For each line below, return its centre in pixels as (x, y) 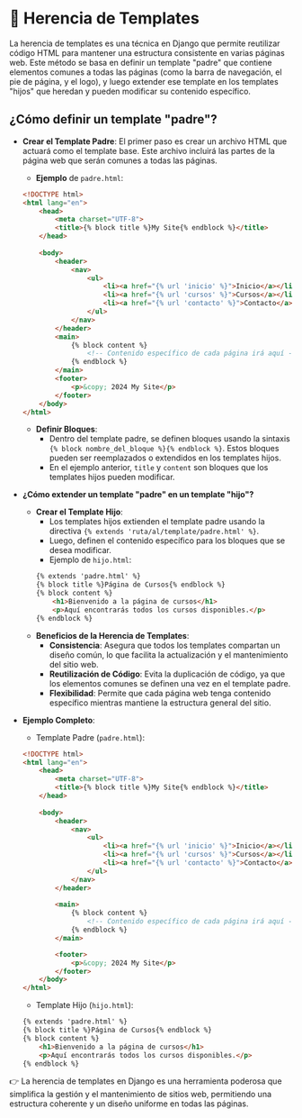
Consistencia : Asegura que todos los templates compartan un (164, 645)
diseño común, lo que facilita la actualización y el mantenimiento (169, 654)
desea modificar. (80, 550)
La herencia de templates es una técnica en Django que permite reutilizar (145, 43)
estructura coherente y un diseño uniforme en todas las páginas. (129, 1104)
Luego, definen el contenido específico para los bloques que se (167, 541)
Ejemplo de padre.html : (80, 177)
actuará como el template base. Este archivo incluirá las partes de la (149, 150)
